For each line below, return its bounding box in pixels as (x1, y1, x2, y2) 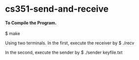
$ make (5, 31, 20, 37)
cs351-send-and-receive (5, 3, 109, 15)
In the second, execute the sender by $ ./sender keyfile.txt (5, 50, 123, 56)
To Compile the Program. (5, 20, 57, 25)
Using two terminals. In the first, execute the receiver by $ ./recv (5, 40, 135, 46)
